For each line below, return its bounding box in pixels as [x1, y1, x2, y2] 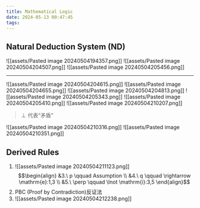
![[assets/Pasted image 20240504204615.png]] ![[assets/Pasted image [6, 81, 181, 88]
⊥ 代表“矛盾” [20, 112, 54, 119]
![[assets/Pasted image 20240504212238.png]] [14, 195, 132, 202]
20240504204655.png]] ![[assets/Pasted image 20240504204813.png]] [6, 87, 185, 94]
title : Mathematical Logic [6, 8, 73, 15]
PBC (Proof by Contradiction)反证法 [14, 188, 102, 196]
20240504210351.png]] [6, 130, 64, 137]
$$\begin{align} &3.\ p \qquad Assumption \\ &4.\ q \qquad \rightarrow [17, 172, 191, 179]
